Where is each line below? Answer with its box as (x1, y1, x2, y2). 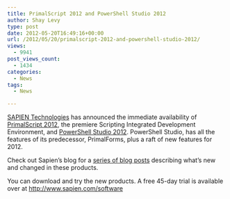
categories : (7, 68, 42, 75)
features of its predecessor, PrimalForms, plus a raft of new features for (7, 135, 213, 143)
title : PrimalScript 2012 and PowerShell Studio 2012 (7, 10, 167, 17)
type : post (7, 23, 39, 30)
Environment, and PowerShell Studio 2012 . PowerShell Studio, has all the (7, 128, 215, 136)
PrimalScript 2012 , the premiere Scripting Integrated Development (7, 120, 196, 129)
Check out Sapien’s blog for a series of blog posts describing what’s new (7, 156, 216, 164)
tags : (7, 81, 23, 88)
